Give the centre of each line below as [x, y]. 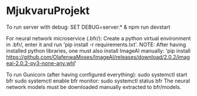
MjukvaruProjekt [48, 11]
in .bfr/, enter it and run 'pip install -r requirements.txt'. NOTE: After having [96, 44]
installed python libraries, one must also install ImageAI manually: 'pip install [98, 50]
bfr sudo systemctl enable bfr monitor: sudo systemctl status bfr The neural [98, 81]
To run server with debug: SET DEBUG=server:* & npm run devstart [88, 27]
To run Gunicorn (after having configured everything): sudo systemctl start [97, 74]
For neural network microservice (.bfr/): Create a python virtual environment [98, 38]
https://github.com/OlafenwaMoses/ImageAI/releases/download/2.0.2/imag [98, 57]
